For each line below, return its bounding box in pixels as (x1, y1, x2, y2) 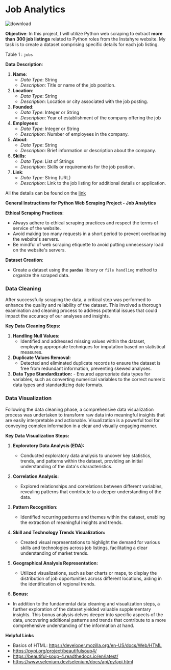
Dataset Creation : (5, 257, 43, 263)
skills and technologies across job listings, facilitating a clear (20, 545, 148, 551)
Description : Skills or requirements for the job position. (20, 163, 135, 170)
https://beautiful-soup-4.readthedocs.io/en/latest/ (12, 653, 118, 659)
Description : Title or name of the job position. (20, 82, 116, 88)
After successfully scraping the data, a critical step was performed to (5, 297, 151, 303)
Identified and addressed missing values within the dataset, (20, 338, 145, 344)
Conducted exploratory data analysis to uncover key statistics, (20, 452, 152, 458)
